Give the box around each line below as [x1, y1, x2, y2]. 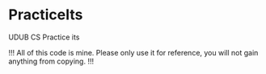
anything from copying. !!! [8, 56, 95, 66]
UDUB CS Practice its [8, 32, 80, 42]
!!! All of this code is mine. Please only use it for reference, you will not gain [8, 47, 259, 57]
